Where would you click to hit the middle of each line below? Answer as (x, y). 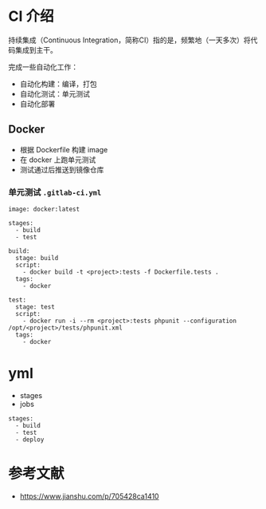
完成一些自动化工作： (43, 67)
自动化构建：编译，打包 (58, 84)
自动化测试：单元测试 (55, 93)
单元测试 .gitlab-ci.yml (55, 192)
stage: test (35, 307)
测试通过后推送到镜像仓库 (62, 169)
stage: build (37, 258)
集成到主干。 (36, 49)
